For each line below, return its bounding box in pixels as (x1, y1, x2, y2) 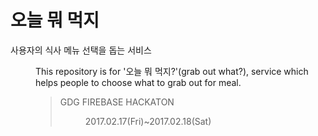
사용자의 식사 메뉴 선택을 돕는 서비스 (10, 44, 152, 56)
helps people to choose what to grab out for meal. (35, 76, 242, 88)
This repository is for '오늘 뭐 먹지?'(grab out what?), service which (35, 65, 309, 77)
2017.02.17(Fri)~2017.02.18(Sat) (84, 115, 212, 127)
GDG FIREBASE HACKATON (59, 96, 175, 108)
